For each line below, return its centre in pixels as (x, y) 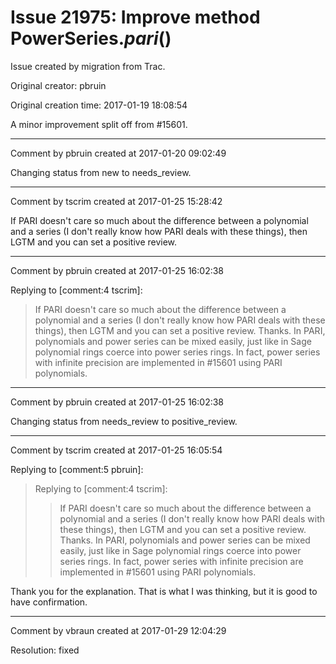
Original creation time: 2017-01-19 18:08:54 (99, 105)
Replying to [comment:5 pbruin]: (77, 469)
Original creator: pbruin (58, 85)
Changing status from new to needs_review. (101, 172)
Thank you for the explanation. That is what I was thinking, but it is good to (164, 591)
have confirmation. (49, 602)
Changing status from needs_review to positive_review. (124, 421)
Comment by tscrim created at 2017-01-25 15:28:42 (116, 201)
